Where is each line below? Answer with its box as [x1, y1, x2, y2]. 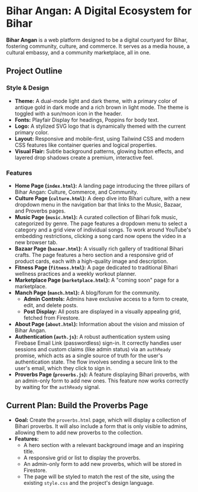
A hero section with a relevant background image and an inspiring [23, 441, 184, 448]
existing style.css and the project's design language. [23, 479, 154, 486]
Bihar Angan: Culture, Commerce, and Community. [14, 188, 138, 195]
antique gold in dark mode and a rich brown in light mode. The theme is [14, 104, 189, 111]
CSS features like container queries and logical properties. [14, 141, 157, 149]
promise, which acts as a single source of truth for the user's [14, 352, 163, 359]
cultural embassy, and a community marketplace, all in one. [6, 49, 151, 56]
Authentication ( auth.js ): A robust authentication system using [14, 333, 170, 340]
